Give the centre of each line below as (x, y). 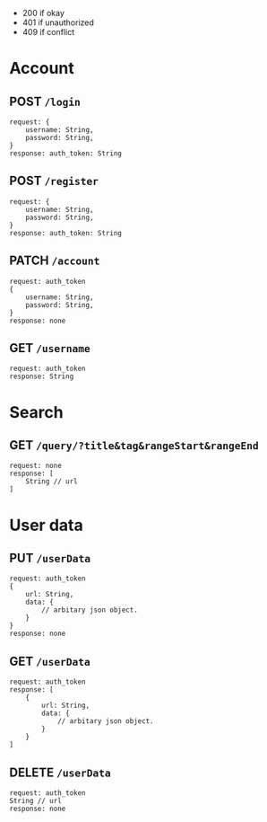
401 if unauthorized (58, 22)
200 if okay (43, 13)
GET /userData (50, 661)
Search (37, 412)
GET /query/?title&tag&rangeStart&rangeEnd (134, 445)
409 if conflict (48, 32)
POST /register (54, 181)
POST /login (45, 101)
